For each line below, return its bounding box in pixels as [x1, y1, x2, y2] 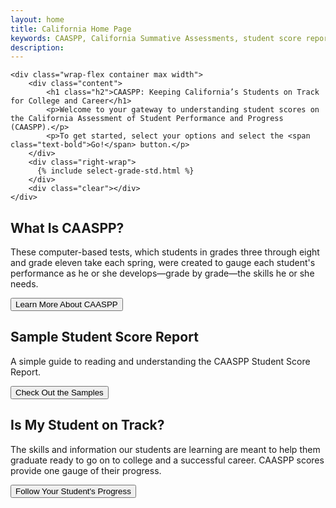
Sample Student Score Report [10, 329, 199, 346]
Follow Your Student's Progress [15, 486, 132, 496]
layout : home [10, 14, 65, 25]
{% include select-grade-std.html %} [36, 166, 195, 176]
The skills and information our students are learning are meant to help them [10, 443, 321, 455]
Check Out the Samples [15, 387, 104, 398]
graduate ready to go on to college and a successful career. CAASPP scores [10, 454, 325, 466]
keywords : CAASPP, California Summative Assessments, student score [10, 33, 302, 43]
